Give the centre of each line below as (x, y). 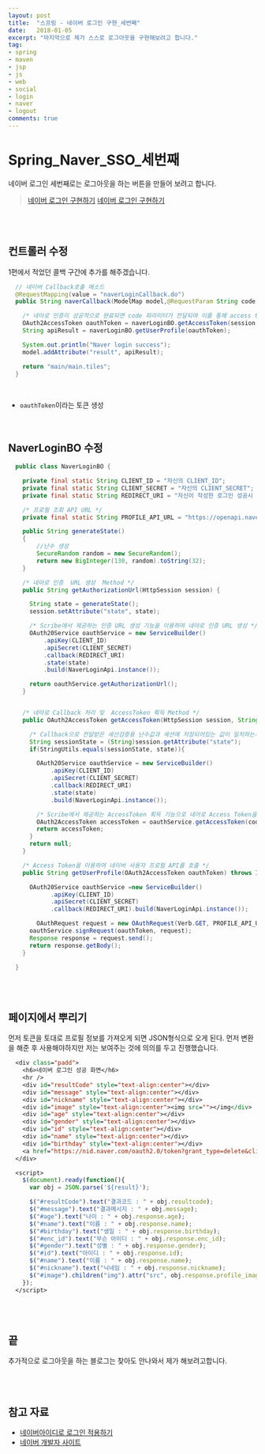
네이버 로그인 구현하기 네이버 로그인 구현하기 (96, 200)
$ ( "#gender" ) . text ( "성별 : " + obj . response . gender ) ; (118, 1246)
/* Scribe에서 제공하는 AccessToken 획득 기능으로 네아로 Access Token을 (147, 814)
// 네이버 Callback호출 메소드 (60, 287)
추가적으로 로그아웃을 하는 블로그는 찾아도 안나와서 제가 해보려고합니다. (118, 1361)
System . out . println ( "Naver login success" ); (97, 345)
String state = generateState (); (84, 604)
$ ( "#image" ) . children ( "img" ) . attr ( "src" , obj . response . (123, 1275)
